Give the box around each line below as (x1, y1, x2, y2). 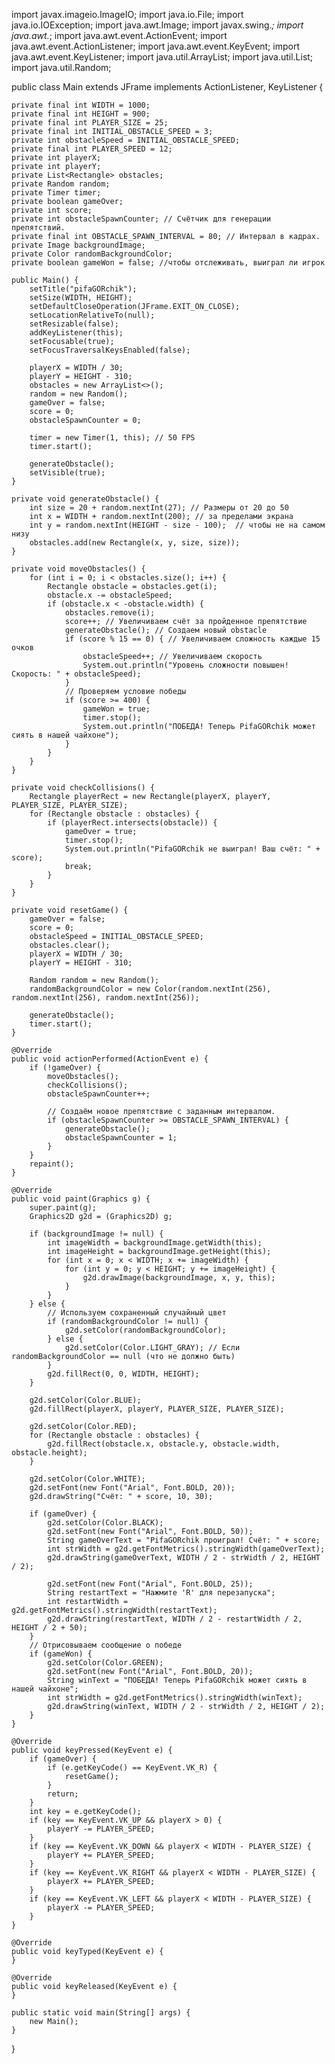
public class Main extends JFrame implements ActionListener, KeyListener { (11, 81, 324, 93)
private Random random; (11, 179, 111, 189)
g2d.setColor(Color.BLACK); (47, 1518, 164, 1528)
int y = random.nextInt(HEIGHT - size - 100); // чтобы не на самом (29, 520, 326, 530)
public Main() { (11, 275, 79, 285)
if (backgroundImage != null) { (29, 1229, 164, 1239)
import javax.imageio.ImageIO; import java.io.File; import (11, 9, 244, 20)
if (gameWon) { (29, 1649, 93, 1659)
